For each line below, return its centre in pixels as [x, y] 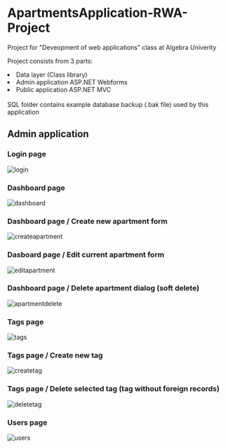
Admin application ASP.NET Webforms [72, 82]
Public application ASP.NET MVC [64, 89]
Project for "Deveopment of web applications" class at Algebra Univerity [112, 47]
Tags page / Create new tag [55, 355]
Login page [27, 154]
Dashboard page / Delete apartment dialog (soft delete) [104, 288]
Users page [27, 422]
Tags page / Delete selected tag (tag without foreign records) [113, 389]
